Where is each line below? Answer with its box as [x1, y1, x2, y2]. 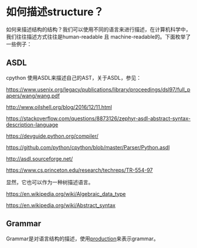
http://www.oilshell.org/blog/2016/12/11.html [6, 103, 113, 110]
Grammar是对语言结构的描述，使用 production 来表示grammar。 [6, 235, 159, 242]
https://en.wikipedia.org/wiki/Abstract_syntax [6, 202, 116, 209]
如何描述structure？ [6, 5, 104, 19]
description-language [6, 121, 59, 128]
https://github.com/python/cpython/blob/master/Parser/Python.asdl [6, 144, 170, 151]
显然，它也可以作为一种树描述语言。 [6, 178, 94, 185]
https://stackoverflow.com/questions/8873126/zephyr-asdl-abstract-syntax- [6, 115, 191, 122]
